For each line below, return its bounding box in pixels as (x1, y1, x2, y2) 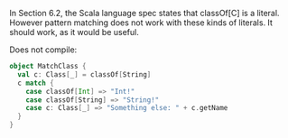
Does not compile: (9, 44, 78, 55)
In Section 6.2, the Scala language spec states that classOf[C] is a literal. (9, 8, 280, 18)
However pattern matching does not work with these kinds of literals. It (9, 17, 274, 28)
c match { (17, 78, 54, 87)
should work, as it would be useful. (9, 27, 140, 37)
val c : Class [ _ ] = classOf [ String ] (17, 69, 152, 79)
